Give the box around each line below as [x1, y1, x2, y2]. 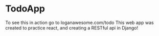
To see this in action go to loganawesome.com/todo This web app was [5, 19, 154, 25]
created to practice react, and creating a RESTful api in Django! [5, 24, 139, 30]
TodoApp [5, 3, 45, 14]
